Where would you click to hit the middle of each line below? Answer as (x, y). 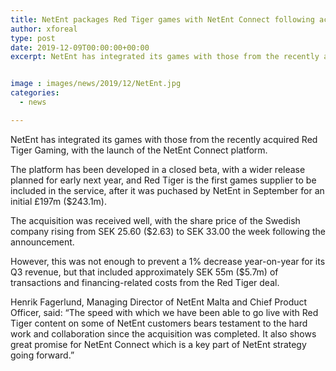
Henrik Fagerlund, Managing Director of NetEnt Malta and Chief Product (159, 302)
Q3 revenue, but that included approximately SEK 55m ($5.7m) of (144, 272)
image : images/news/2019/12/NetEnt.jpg (96, 84)
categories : (35, 93)
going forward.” (42, 355)
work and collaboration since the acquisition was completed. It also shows (163, 333)
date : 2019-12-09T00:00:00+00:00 (80, 47)
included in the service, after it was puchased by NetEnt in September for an (167, 190)
